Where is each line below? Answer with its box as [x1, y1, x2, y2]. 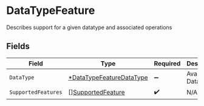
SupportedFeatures [9, 89, 63, 96]
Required [154, 59, 181, 67]
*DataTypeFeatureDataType [68, 73, 148, 82]
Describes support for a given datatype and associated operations [6, 24, 172, 31]
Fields [6, 41, 30, 51]
